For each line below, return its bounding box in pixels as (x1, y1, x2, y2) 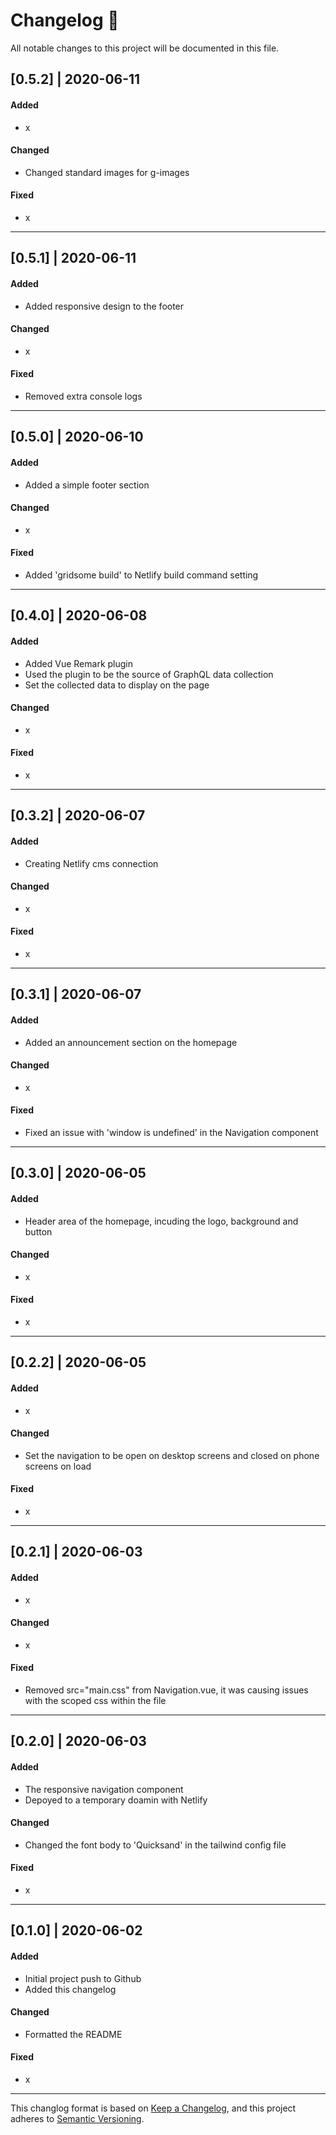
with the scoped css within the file (24, 1694, 167, 1706)
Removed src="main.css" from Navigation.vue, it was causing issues (24, 1684, 309, 1696)
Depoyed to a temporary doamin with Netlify (24, 1794, 208, 1806)
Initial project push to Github (24, 1972, 142, 1984)
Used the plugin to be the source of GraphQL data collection (24, 668, 274, 680)
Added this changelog (24, 1983, 117, 1995)
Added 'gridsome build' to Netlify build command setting (24, 569, 259, 581)
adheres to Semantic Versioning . (10, 2112, 145, 2124)
